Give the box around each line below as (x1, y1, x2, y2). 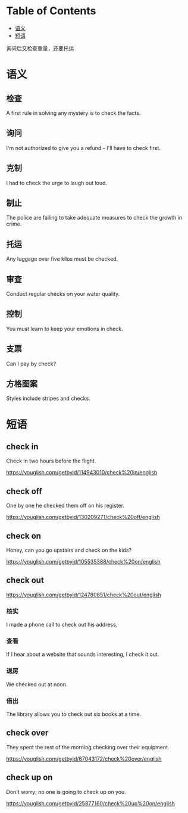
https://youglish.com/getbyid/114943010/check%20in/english (6, 469, 158, 476)
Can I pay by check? (6, 360, 57, 367)
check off (6, 486, 43, 496)
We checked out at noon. (6, 680, 68, 688)
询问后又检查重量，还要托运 (6, 45, 74, 52)
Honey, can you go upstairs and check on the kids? (6, 546, 132, 554)
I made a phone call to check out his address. (6, 621, 118, 628)
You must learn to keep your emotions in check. (6, 325, 123, 332)
